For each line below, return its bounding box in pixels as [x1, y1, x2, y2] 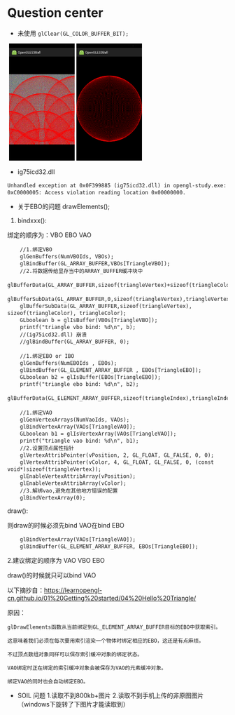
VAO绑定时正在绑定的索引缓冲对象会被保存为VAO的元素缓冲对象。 [7, 664, 167, 671]
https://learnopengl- [44, 586, 103, 594]
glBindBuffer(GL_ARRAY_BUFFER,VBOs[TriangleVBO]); [20, 260, 171, 267]
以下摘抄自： [7, 586, 44, 594]
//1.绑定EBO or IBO [20, 352, 75, 359]
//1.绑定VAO [20, 409, 52, 416]
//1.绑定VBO [20, 246, 52, 253]
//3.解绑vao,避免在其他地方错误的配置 [20, 487, 118, 494]
